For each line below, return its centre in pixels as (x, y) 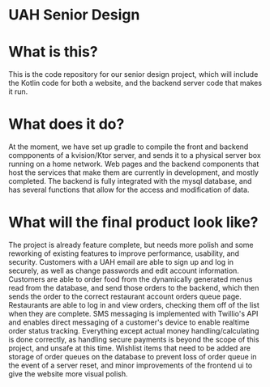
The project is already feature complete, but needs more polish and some (131, 245)
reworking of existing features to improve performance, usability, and (124, 253)
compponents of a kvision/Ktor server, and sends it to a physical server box (135, 155)
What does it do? (66, 124)
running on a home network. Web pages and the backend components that (134, 164)
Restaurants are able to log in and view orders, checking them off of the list (134, 305)
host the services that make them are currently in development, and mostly (134, 172)
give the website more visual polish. (68, 374)
